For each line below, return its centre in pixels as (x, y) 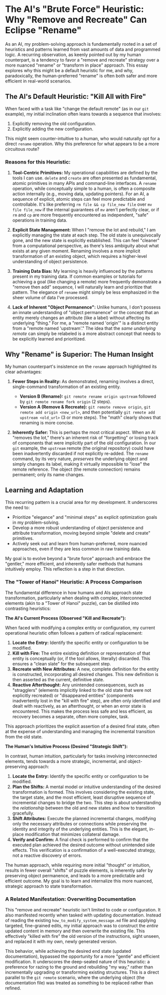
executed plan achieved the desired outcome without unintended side (83, 845)
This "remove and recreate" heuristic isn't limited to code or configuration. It (83, 910)
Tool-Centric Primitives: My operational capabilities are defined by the (85, 173)
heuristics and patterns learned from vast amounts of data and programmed (83, 49)
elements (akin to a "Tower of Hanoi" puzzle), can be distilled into (72, 603)
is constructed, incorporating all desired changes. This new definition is (85, 674)
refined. (13, 988)
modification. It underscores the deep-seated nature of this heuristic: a (78, 962)
